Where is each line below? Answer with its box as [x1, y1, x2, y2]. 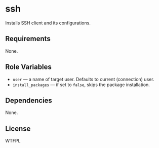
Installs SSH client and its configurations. [5, 20, 91, 26]
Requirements [5, 34, 51, 43]
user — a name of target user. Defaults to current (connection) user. [12, 76, 154, 82]
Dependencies [5, 96, 52, 104]
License [5, 124, 31, 133]
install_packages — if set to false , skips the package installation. [12, 82, 150, 88]
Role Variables [5, 63, 52, 71]
